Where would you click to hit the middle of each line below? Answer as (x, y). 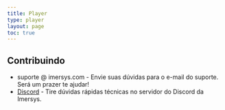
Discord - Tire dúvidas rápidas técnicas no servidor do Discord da (110, 92)
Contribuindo (36, 60)
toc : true (21, 33)
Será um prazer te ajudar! (53, 85)
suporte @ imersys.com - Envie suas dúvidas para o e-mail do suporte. (118, 77)
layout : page (26, 26)
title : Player (27, 13)
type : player (26, 20)
